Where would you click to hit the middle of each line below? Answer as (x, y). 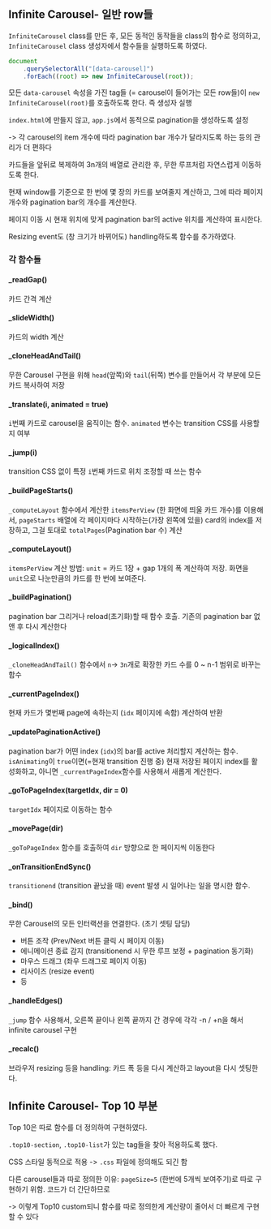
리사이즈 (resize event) (57, 971)
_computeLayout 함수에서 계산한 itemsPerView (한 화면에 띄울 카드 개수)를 (125, 509)
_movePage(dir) (36, 828)
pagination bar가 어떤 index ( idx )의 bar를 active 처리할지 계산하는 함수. (123, 751)
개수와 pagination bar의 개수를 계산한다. (73, 202)
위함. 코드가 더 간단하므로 (70, 1189)
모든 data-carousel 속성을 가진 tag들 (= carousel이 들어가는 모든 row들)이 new (134, 92)
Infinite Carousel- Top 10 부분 (83, 1106)
